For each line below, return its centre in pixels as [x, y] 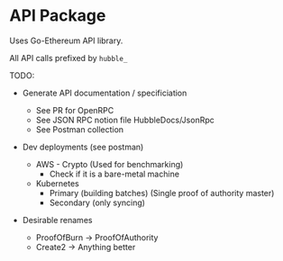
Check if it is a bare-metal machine [114, 174]
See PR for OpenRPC [75, 110]
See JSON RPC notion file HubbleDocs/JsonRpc [125, 120]
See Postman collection [80, 129]
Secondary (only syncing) [97, 202]
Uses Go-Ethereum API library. [66, 40]
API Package [58, 16]
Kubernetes [57, 183]
